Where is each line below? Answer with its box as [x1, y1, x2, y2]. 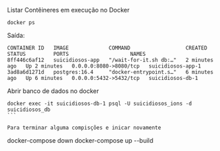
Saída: [7, 31, 25, 39]
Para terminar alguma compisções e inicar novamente [7, 124, 162, 131]
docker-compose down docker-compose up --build [7, 137, 153, 144]
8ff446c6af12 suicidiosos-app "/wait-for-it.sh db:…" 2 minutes [7, 57, 214, 63]
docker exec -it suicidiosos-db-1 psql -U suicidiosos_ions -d [7, 100, 192, 107]
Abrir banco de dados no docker [7, 87, 100, 95]
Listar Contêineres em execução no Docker [7, 6, 130, 14]
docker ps [7, 19, 36, 26]
